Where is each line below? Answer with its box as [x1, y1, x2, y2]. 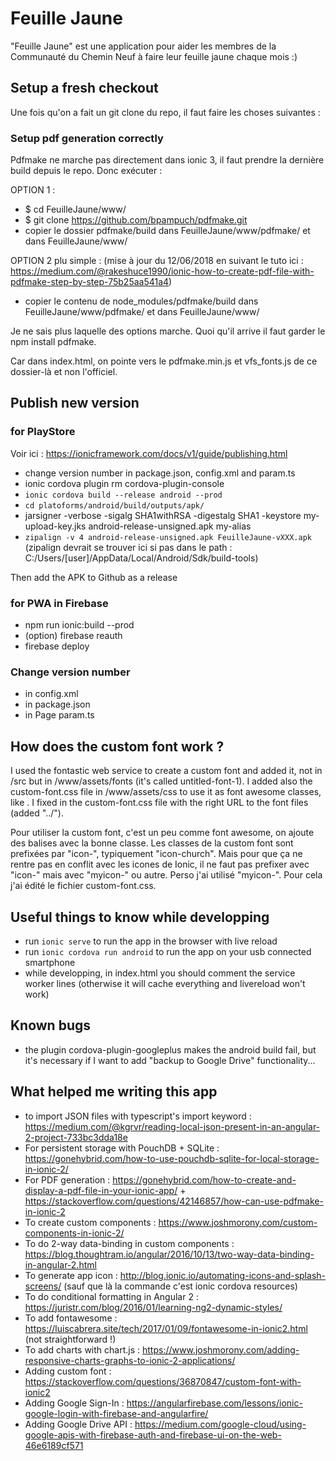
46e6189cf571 [24, 1439, 84, 1451]
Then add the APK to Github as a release [10, 571, 178, 583]
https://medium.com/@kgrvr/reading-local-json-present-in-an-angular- [24, 1120, 321, 1132]
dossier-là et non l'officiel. [10, 366, 118, 378]
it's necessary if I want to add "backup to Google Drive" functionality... [24, 1054, 316, 1066]
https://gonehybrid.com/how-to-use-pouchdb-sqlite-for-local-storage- [24, 1152, 320, 1164]
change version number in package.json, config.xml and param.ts [24, 467, 296, 479]
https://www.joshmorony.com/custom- [158, 1216, 318, 1228]
